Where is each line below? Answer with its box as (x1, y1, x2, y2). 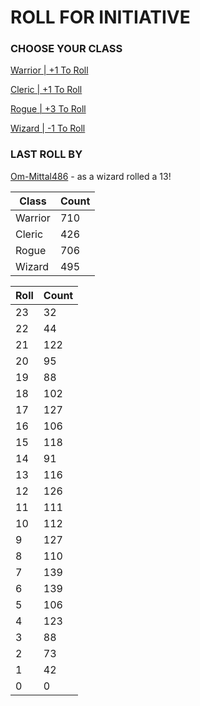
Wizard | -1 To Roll (10, 122, 86, 135)
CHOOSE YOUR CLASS (10, 42, 123, 56)
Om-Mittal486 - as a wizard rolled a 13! (10, 170, 172, 182)
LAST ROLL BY (10, 147, 83, 161)
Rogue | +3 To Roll (10, 103, 87, 115)
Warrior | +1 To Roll (10, 64, 89, 76)
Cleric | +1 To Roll (10, 84, 83, 96)
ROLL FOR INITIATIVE (10, 6, 191, 29)
